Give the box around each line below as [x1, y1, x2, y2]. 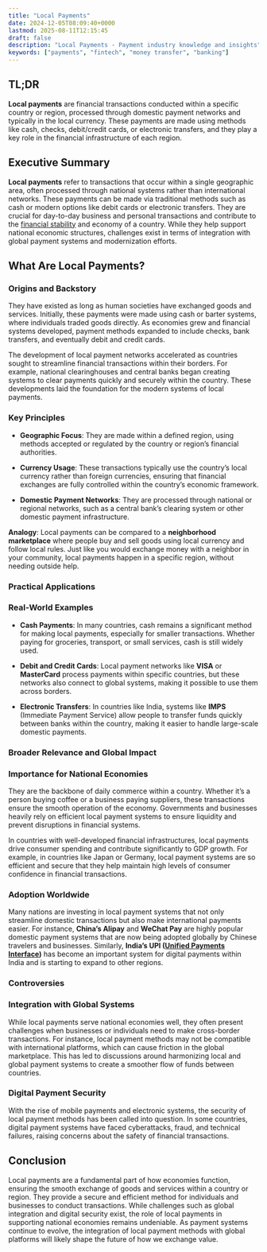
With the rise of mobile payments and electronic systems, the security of [8, 1106, 246, 1115]
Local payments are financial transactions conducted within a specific [8, 99, 239, 108]
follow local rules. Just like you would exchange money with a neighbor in [8, 544, 250, 553]
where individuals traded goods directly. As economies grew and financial [8, 318, 250, 328]
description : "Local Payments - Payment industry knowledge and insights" [8, 41, 261, 49]
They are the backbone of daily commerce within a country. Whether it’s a [8, 786, 250, 796]
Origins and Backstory [8, 283, 97, 294]
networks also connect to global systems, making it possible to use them [19, 677, 258, 688]
